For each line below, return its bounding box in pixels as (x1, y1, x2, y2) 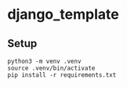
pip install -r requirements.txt (7, 71, 117, 79)
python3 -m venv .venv (7, 57, 82, 65)
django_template (7, 5, 119, 24)
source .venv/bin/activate (7, 64, 96, 72)
